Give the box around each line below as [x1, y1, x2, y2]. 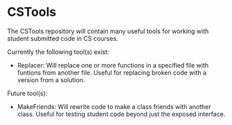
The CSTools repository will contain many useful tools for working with [7, 27, 209, 35]
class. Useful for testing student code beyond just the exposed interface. [17, 110, 226, 118]
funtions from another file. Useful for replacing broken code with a [17, 68, 206, 77]
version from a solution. [17, 75, 85, 84]
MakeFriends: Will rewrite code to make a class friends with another [17, 102, 211, 110]
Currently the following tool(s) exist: [7, 48, 109, 56]
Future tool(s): [7, 89, 48, 97]
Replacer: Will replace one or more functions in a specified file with [17, 61, 209, 69]
